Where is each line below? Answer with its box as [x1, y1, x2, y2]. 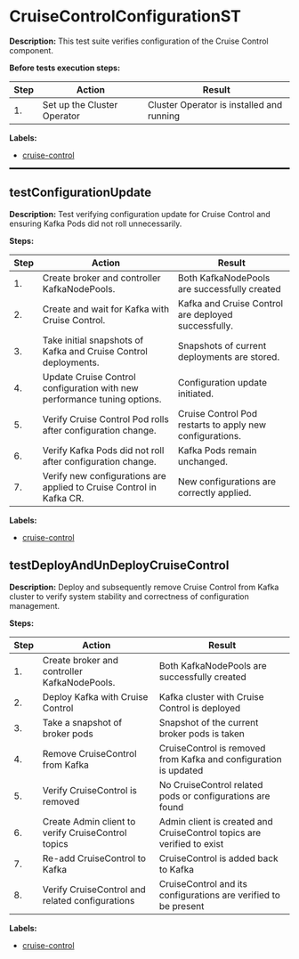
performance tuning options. [42, 393, 162, 405]
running [147, 110, 181, 122]
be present [158, 899, 205, 912]
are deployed [177, 308, 233, 321]
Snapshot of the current [158, 716, 259, 728]
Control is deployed [158, 702, 241, 714]
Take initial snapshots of [42, 334, 144, 346]
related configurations [42, 894, 135, 906]
